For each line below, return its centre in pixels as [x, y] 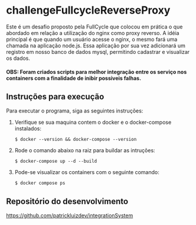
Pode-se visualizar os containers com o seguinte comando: [87, 172]
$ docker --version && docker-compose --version [76, 140]
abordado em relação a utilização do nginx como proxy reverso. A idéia [93, 33]
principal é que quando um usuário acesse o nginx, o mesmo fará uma [92, 39]
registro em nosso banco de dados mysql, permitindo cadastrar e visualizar [98, 52]
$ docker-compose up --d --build [56, 161]
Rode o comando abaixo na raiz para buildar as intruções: [85, 150]
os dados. [18, 58]
